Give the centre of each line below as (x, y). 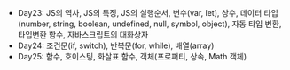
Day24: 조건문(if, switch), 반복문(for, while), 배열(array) (116, 45)
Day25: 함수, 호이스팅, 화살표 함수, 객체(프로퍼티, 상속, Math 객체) (132, 56)
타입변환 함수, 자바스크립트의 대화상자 (83, 35)
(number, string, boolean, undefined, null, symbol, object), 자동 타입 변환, (149, 24)
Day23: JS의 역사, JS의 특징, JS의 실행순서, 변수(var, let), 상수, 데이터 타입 (148, 13)
